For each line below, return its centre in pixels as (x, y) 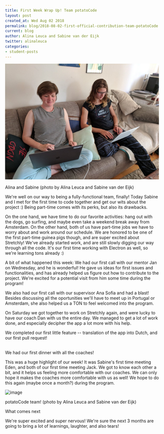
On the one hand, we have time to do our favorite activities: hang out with (79, 217)
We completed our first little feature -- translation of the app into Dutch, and (81, 333)
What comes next (23, 411)
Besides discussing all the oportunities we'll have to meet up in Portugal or (80, 298)
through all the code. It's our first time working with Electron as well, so (76, 248)
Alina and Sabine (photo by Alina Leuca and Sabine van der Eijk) (70, 187)
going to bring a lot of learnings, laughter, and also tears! (62, 426)
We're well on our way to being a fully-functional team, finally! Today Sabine (82, 196)
